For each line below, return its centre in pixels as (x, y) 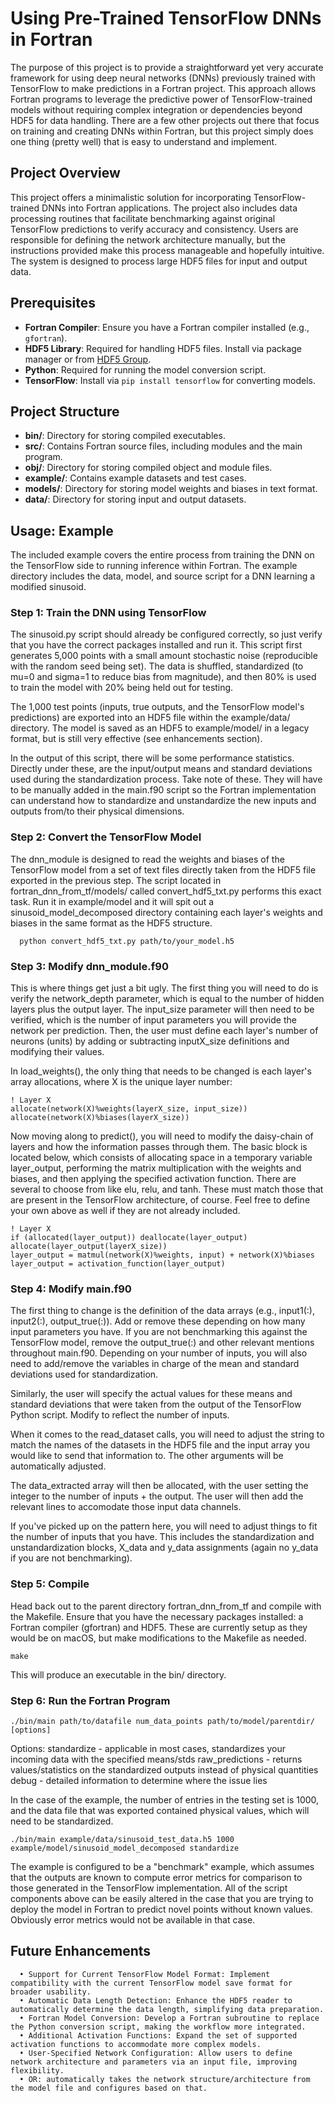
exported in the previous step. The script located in (116, 880)
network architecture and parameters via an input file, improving (154, 2062)
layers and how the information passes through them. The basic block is (159, 1147)
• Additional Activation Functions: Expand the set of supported (158, 2035)
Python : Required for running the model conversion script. (145, 369)
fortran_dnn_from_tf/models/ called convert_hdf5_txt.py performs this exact (166, 891)
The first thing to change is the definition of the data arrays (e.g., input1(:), (162, 1311)
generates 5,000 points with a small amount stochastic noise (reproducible (164, 656)
